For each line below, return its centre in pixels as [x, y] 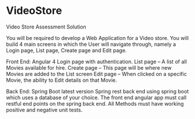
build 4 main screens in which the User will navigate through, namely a [91, 44]
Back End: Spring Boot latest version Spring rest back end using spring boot [97, 91]
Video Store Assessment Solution [46, 27]
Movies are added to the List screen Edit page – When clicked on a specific [96, 74]
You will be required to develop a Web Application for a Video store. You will [97, 38]
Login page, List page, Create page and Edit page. [67, 50]
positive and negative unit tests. [44, 110]
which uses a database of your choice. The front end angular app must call [96, 98]
